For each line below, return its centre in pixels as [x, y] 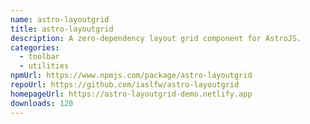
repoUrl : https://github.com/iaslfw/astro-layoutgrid [125, 85]
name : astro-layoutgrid [60, 19]
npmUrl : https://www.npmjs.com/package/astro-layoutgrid [131, 76]
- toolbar [39, 57]
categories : [35, 47]
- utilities [44, 66]
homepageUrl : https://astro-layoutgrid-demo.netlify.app [131, 94]
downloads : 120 [42, 103]
